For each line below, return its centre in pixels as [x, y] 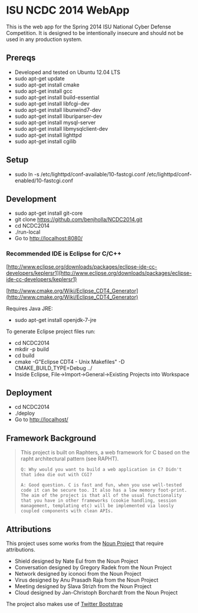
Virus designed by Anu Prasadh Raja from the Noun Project [86, 580]
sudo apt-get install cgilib [45, 141]
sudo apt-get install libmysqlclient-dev [61, 128]
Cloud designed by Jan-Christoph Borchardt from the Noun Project [96, 593]
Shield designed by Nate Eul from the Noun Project [76, 561]
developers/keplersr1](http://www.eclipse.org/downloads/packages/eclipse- [99, 273]
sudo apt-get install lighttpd [48, 135]
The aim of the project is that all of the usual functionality [101, 496]
